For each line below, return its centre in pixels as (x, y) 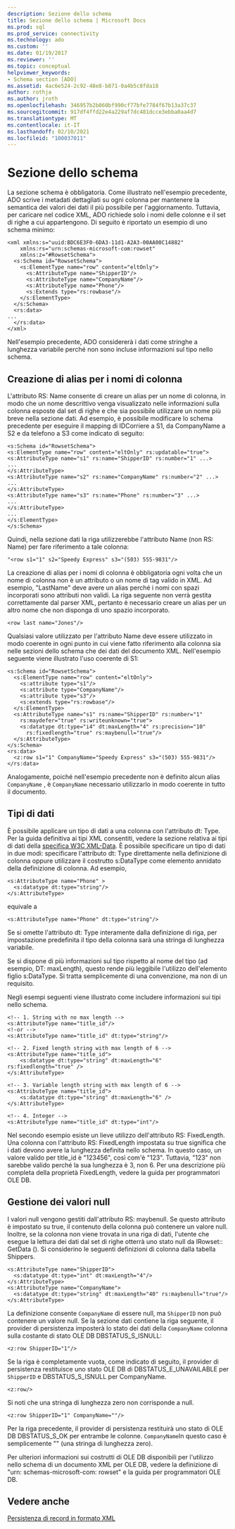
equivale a (22, 906)
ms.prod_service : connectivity (53, 33)
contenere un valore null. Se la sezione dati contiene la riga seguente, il (110, 1321)
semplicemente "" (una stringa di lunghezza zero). (80, 1443)
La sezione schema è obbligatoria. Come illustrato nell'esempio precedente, (117, 192)
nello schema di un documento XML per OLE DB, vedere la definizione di (113, 1464)
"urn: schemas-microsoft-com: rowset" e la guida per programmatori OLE (114, 1472)
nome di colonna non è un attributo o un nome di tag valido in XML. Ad (110, 580)
